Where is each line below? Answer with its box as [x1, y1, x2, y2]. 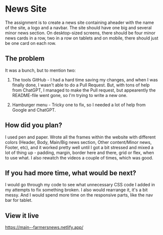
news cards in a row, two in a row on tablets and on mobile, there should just [5, 35, 159, 41]
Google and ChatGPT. [12, 107, 56, 113]
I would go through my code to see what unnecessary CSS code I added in [5, 182, 155, 188]
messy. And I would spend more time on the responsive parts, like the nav [5, 192, 153, 198]
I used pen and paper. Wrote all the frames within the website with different [5, 134, 156, 140]
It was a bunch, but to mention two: [5, 67, 76, 73]
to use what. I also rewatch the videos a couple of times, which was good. [5, 155, 153, 160]
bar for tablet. [5, 197, 33, 203]
